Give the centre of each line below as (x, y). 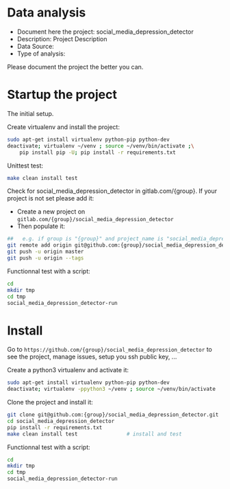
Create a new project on (51, 212)
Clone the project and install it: (50, 402)
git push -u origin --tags (46, 258)
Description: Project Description (62, 38)
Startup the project (62, 95)
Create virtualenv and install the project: (63, 127)
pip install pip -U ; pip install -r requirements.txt (98, 152)
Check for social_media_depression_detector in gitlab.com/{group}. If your (112, 191)
